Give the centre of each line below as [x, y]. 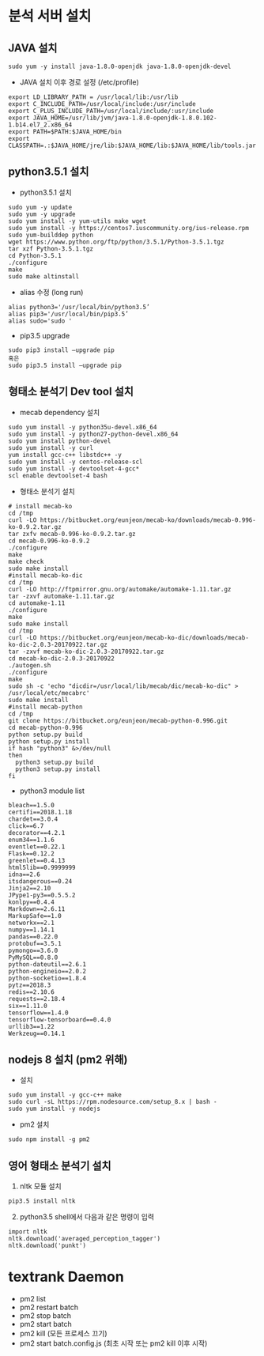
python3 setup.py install [58, 769]
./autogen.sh [30, 665]
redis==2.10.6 [32, 992]
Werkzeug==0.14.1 [37, 1033]
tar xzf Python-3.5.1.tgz [51, 249]
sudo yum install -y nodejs [55, 1109]
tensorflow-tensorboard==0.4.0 [60, 1020]
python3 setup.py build [54, 762]
